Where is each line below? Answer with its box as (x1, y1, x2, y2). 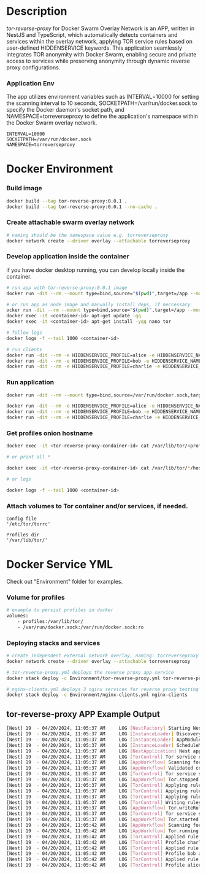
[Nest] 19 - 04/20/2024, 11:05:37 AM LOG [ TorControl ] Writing (6, 799, 185, 805)
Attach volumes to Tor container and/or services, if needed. (6, 501, 188, 510)
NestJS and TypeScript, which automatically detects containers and (6, 31, 178, 38)
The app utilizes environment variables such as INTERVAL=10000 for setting (6, 93, 199, 101)
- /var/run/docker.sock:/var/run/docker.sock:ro (17, 624, 144, 630)
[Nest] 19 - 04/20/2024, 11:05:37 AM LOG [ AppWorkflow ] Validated (6, 765, 193, 772)
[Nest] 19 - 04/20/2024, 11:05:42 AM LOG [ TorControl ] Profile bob (6, 851, 196, 857)
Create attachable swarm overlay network (6, 218, 135, 226)
